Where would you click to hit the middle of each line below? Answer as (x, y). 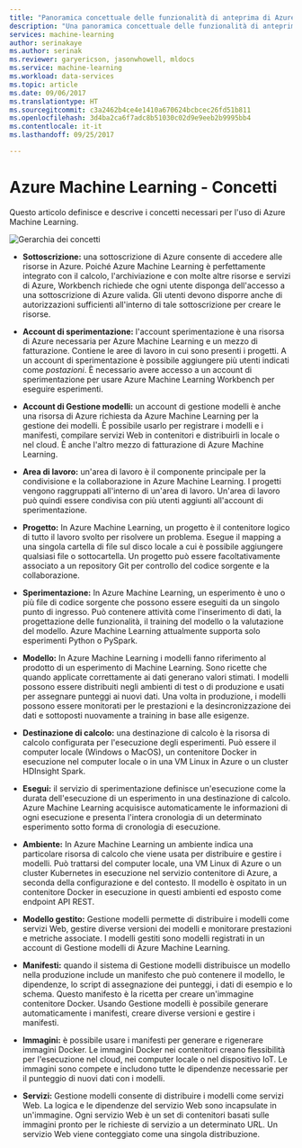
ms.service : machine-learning (66, 68)
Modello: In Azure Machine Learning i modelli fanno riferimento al (144, 657)
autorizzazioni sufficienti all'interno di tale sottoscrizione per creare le (151, 304)
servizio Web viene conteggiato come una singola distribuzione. (141, 1134)
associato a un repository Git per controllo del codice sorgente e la (146, 565)
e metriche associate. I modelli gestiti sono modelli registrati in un (143, 938)
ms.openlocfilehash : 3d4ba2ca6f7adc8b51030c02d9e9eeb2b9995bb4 (130, 118)
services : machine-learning (62, 34)
